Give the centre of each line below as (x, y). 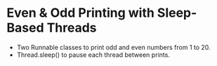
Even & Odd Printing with (81, 13)
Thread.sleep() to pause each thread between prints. (93, 55)
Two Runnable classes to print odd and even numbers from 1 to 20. (114, 47)
